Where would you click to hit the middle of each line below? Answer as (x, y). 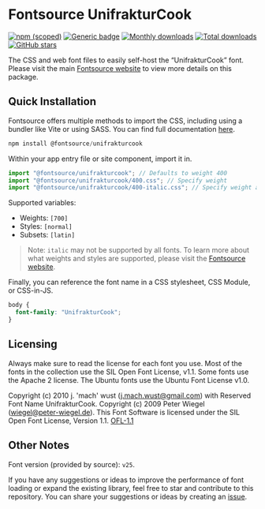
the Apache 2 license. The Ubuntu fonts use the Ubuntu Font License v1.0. (129, 380)
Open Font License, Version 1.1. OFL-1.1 (71, 421)
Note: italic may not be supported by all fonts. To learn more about (138, 250)
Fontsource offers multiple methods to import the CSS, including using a (125, 121)
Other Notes (39, 445)
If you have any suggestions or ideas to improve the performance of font (126, 480)
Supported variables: (42, 203)
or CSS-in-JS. (31, 290)
